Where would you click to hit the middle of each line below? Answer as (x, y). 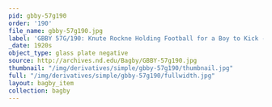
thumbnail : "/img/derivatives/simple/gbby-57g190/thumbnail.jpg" (121, 68)
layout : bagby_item (41, 83)
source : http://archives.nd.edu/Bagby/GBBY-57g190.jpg (103, 61)
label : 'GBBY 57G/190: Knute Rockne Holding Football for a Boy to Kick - (137, 38)
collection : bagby (39, 91)
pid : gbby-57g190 (38, 16)
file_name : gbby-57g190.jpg (56, 31)
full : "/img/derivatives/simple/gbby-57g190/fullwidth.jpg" (112, 76)
